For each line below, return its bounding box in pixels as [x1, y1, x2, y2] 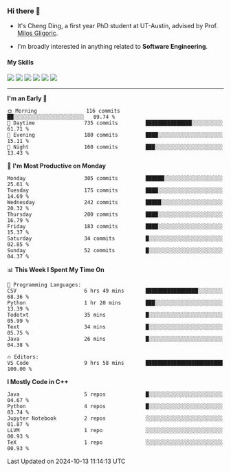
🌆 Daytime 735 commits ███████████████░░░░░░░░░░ [7, 120, 223, 126]
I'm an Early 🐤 [7, 94, 47, 102]
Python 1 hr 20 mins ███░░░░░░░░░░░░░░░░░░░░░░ [7, 299, 223, 306]
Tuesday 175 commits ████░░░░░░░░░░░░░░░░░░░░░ [7, 187, 223, 194]
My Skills [7, 58, 34, 66]
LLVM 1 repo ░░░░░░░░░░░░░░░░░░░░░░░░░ [7, 427, 223, 434]
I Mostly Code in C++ [7, 377, 69, 385]
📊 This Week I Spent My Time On [7, 265, 104, 273]
